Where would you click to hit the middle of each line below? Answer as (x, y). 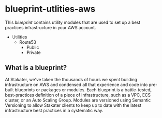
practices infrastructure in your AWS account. (51, 27)
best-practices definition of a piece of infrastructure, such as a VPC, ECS (78, 95)
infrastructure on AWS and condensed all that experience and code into (76, 84)
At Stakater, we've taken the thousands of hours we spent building (71, 79)
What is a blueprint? (36, 68)
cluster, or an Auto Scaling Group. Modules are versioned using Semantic (78, 100)
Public (33, 47)
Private (34, 52)
